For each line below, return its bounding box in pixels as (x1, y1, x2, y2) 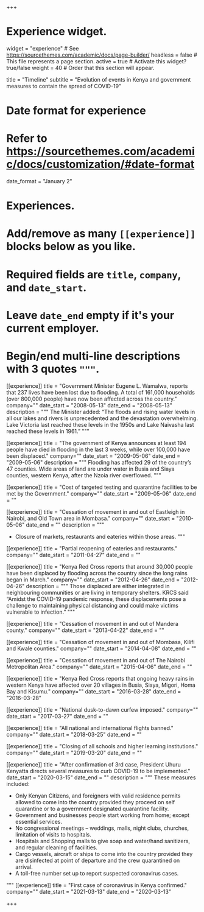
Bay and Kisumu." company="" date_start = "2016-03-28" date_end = (6, 687, 181, 695)
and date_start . (6, 281, 87, 294)
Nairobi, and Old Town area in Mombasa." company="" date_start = (6, 514, 175, 522)
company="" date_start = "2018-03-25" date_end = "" (6, 731, 142, 738)
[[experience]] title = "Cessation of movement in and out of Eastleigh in (6, 508, 185, 515)
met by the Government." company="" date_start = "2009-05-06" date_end (6, 489, 196, 497)
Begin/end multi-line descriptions (6, 349, 181, 363)
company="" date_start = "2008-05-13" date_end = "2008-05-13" (6, 401, 172, 409)
